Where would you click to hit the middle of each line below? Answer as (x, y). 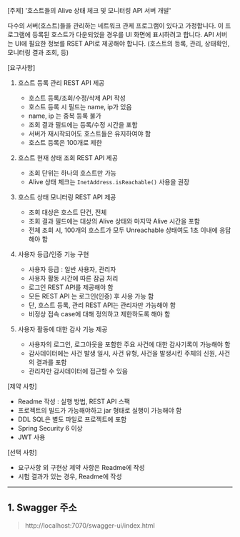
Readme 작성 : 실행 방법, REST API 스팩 (74, 401)
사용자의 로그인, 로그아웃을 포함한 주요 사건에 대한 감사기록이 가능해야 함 (129, 344)
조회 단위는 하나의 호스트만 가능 (72, 173)
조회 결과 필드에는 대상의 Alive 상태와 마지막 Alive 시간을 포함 (114, 221)
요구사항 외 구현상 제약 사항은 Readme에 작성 (81, 467)
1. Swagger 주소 (42, 508)
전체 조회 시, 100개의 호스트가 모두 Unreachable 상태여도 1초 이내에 (123, 230)
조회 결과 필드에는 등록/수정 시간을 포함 (83, 125)
